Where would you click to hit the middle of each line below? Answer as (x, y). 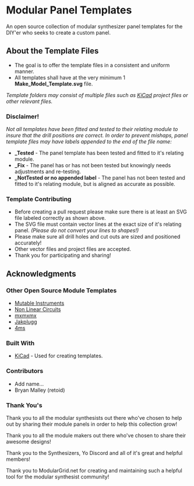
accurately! (28, 243)
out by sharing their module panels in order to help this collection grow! (92, 424)
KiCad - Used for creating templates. (59, 356)
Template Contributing (39, 199)
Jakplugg (26, 322)
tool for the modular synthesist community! (58, 477)
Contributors (25, 371)
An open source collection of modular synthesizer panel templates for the (94, 26)
